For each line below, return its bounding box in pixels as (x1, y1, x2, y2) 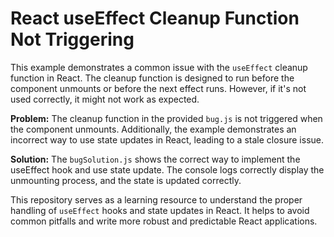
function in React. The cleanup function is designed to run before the (10, 72, 295, 84)
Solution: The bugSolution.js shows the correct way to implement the (10, 153, 301, 165)
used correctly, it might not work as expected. (10, 93, 200, 105)
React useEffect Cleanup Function (10, 7, 300, 30)
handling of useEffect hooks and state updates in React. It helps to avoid (10, 204, 310, 216)
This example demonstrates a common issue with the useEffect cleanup (10, 61, 308, 73)
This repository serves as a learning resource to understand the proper (10, 193, 303, 206)
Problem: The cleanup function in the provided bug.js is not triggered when (10, 112, 323, 124)
